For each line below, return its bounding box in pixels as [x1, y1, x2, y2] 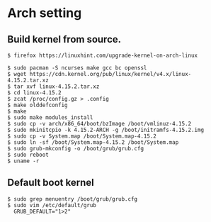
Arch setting [7, 5, 82, 21]
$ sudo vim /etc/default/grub [7, 201, 97, 209]
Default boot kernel [7, 177, 94, 189]
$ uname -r [7, 157, 40, 165]
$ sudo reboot [7, 151, 50, 158]
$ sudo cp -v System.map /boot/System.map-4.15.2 [7, 133, 157, 140]
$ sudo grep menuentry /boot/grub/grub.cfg [7, 195, 138, 203]
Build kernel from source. [7, 33, 122, 45]
